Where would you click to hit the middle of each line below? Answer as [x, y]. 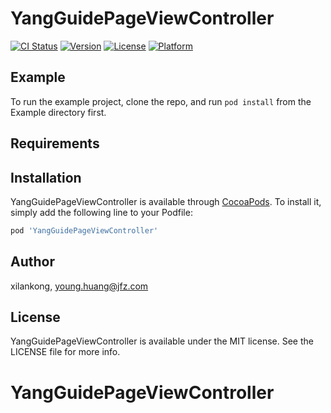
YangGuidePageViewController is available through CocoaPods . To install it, [166, 201]
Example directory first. [58, 112]
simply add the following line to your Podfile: [101, 212]
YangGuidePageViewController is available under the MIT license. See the [162, 341]
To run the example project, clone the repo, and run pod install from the [161, 101]
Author [32, 262]
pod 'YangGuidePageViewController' [84, 230]
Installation [46, 177]
